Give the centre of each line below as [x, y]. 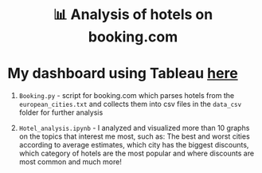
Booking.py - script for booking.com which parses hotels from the [127, 96]
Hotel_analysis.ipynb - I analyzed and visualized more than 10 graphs [134, 128]
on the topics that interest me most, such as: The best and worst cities [134, 136]
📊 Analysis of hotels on [133, 15]
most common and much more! [70, 162]
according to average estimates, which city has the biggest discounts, [134, 145]
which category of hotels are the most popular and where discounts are [137, 153]
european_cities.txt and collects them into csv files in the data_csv [130, 104]
